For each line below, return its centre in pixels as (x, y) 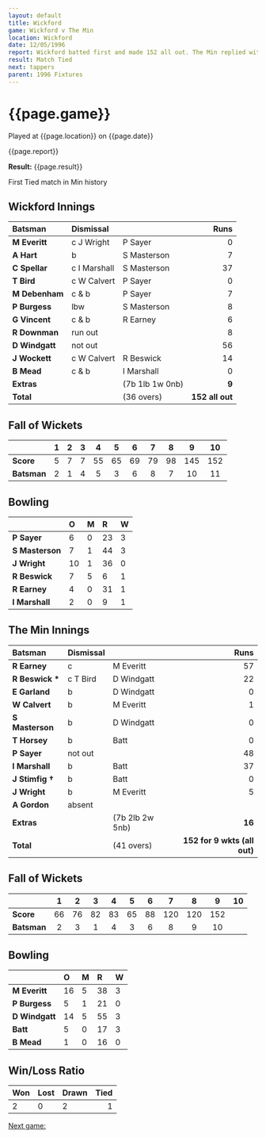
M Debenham (38, 294)
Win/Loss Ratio (47, 1070)
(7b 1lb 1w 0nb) (153, 384)
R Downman (36, 332)
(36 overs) (142, 397)
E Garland (31, 692)
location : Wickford (40, 38)
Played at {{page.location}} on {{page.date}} (81, 136)
